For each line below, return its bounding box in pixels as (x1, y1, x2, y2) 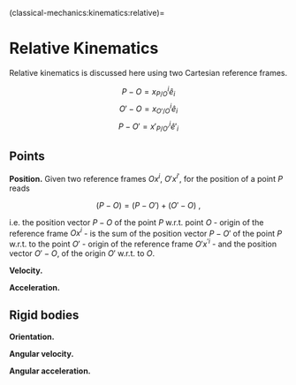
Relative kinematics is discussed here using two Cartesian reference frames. (9, 67, 288, 78)
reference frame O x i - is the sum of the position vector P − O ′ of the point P (9, 226, 283, 238)
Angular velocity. (9, 348, 74, 359)
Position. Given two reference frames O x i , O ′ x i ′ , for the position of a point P (9, 172, 284, 184)
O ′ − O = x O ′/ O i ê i (118, 102, 178, 116)
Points (9, 148, 46, 163)
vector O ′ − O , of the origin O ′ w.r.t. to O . (9, 248, 156, 259)
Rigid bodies (9, 308, 80, 323)
